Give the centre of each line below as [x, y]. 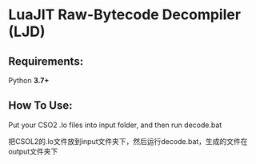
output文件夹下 [33, 151]
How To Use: [40, 106]
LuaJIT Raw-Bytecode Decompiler [125, 15]
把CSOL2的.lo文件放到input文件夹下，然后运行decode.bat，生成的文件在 [128, 141]
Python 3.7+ [29, 80]
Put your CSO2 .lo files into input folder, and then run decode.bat [115, 125]
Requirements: [46, 61]
